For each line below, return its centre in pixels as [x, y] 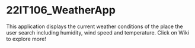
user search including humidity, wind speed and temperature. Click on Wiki [98, 32]
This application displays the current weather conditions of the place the [95, 26]
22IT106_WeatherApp [61, 10]
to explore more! [26, 39]
